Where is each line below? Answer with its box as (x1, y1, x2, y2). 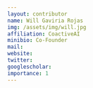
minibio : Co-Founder (7, 37, 68, 44)
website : (7, 50, 33, 57)
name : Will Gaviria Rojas (7, 17, 83, 24)
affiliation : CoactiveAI (7, 30, 80, 38)
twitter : (7, 57, 33, 64)
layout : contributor (7, 10, 68, 18)
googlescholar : (7, 63, 52, 70)
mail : (7, 43, 23, 50)
